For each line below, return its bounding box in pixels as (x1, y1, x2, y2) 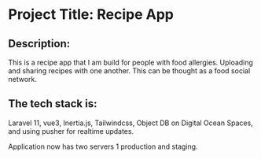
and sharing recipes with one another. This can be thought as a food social (8, 66, 251, 76)
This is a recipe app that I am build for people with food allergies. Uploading (8, 57, 254, 67)
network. (8, 75, 38, 83)
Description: (8, 37, 71, 50)
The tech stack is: (8, 97, 97, 111)
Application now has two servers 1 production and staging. (8, 142, 198, 151)
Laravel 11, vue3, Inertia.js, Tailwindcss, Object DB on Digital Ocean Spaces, (8, 118, 253, 128)
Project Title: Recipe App (8, 6, 175, 24)
